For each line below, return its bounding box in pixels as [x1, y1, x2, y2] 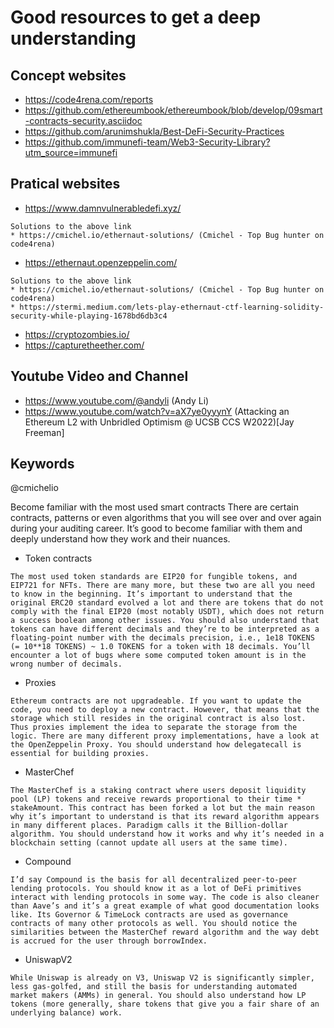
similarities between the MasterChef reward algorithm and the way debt [10, 927, 320, 938]
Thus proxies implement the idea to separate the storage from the [10, 722, 298, 733]
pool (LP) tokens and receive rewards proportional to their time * [10, 794, 302, 805]
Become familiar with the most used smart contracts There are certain [10, 501, 300, 513]
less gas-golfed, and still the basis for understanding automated [10, 982, 298, 992]
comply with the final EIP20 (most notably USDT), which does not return [10, 607, 325, 617]
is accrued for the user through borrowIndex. [10, 936, 208, 946]
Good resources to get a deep [10, 6, 262, 29]
